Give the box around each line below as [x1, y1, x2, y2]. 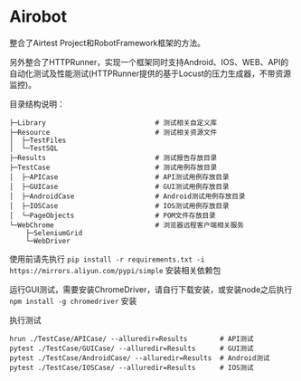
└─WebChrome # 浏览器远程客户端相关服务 [9, 220, 244, 230]
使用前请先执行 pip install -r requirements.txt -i [9, 253, 205, 264]
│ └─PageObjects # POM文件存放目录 [9, 211, 216, 220]
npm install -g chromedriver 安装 [9, 295, 137, 306]
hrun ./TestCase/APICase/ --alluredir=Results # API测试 [9, 334, 254, 343]
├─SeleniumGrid [25, 228, 83, 237]
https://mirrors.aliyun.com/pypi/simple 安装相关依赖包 [9, 264, 221, 275]
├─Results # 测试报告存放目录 [9, 153, 218, 162]
